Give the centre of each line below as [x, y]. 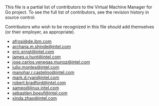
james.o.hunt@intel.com [36, 57]
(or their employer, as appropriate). [40, 32]
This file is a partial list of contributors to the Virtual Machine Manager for [79, 7]
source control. [20, 17]
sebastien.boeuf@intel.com [40, 93]
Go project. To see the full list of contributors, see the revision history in [77, 12]
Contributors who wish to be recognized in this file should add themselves [80, 27]
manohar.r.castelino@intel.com [43, 72]
